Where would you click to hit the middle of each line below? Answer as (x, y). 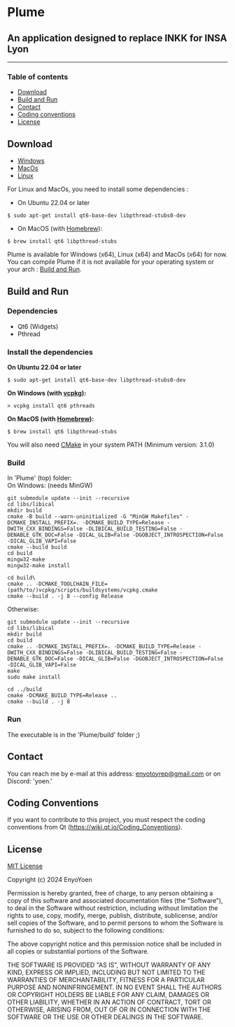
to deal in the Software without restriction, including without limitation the (113, 908)
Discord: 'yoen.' (30, 781)
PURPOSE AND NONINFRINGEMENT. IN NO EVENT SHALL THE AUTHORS (115, 987)
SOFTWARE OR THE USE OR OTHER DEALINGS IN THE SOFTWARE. (105, 1017)
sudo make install (34, 677)
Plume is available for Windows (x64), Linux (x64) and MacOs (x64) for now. (117, 254)
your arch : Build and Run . (44, 270)
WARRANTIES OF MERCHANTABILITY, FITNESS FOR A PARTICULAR (106, 980)
